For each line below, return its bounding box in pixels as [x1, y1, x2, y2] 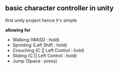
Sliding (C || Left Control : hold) [12, 52, 77, 58]
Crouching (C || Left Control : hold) [12, 47, 84, 53]
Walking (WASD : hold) [12, 36, 60, 42]
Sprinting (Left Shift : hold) [12, 42, 68, 48]
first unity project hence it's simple [5, 17, 77, 23]
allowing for [5, 27, 31, 33]
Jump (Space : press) [12, 57, 58, 64]
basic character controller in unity [5, 4, 114, 12]
